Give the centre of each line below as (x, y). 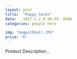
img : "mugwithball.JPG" (30, 33)
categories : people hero (31, 24)
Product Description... (28, 51)
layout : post (19, 10)
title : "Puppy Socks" (29, 14)
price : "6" (16, 37)
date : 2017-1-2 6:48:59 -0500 (38, 19)
